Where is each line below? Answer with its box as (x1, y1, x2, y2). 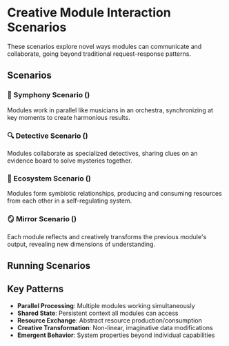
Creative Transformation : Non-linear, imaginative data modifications (17, 323, 213, 332)
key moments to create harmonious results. (7, 113, 130, 121)
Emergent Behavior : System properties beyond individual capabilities (17, 331, 215, 339)
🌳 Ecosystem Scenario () (7, 174, 91, 183)
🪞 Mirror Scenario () (7, 214, 77, 224)
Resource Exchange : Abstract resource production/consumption (17, 316, 202, 325)
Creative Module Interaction (7, 5, 171, 21)
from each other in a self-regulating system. (7, 196, 132, 205)
